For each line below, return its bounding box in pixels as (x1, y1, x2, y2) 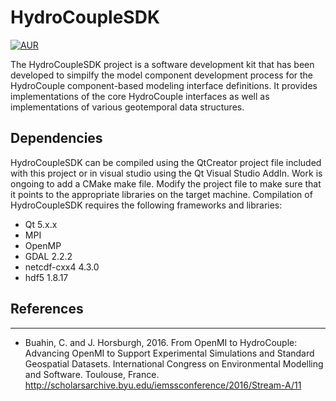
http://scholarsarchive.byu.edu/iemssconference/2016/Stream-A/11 (24, 379, 302, 391)
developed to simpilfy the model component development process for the (10, 69, 313, 81)
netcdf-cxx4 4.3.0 (24, 261, 100, 273)
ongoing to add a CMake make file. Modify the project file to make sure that (10, 177, 322, 190)
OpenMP (24, 239, 62, 251)
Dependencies (10, 130, 103, 147)
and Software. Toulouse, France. (24, 368, 160, 380)
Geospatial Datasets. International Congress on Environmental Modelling (24, 357, 324, 370)
